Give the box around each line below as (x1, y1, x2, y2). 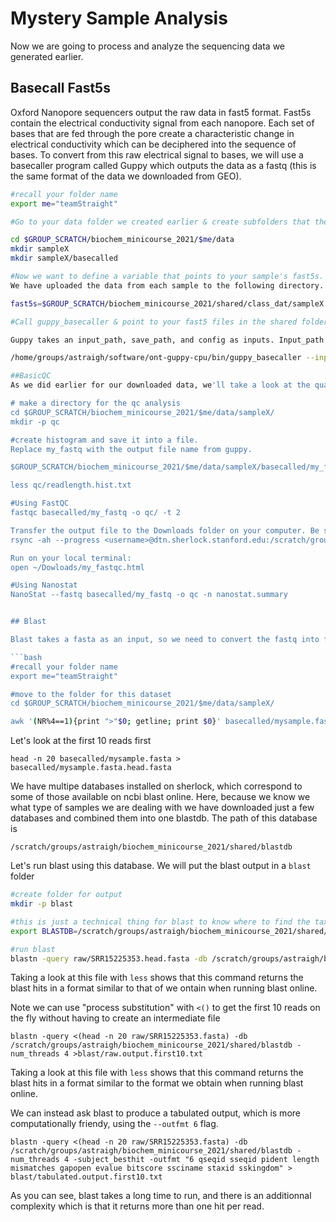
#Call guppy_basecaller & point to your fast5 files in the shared (10, 317, 298, 327)
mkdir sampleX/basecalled (10, 253, 118, 264)
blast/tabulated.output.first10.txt (10, 1172, 163, 1182)
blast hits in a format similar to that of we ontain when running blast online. (10, 982, 318, 994)
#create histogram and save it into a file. (10, 435, 199, 445)
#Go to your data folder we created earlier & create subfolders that (10, 217, 311, 227)
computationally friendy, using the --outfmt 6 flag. (10, 1118, 219, 1130)
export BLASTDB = (10, 926, 78, 936)
